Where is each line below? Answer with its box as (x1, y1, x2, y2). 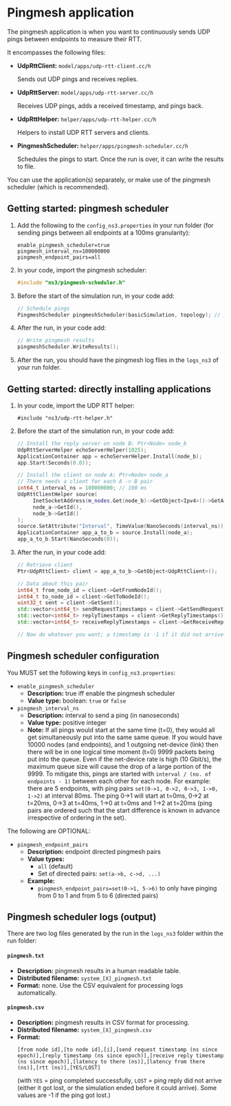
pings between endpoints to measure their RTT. (7, 34, 142, 43)
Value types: (27, 855, 65, 863)
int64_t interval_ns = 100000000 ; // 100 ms (16, 485, 147, 491)
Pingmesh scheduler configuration (7, 650, 159, 662)
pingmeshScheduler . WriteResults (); (16, 343, 120, 350)
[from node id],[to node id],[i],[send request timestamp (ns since (16, 1046, 218, 1053)
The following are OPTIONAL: (7, 827, 91, 835)
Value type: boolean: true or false (27, 696, 126, 705)
